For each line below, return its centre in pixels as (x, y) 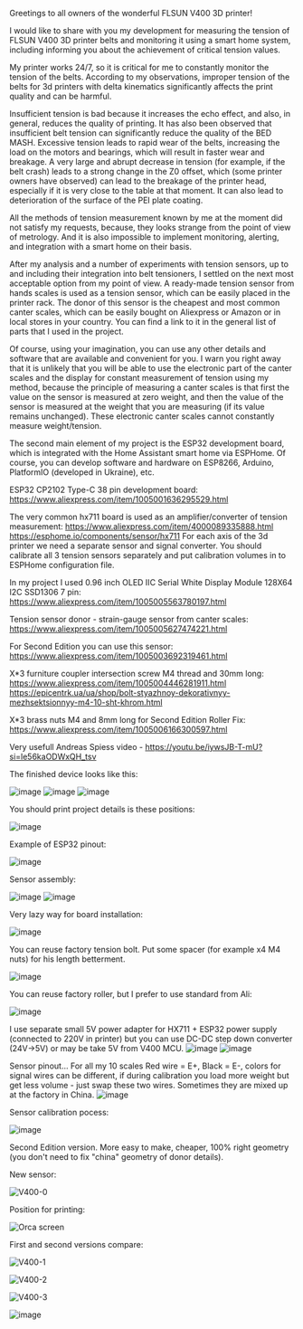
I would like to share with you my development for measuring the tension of (150, 30)
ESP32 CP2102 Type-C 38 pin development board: (104, 489)
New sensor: (33, 1174)
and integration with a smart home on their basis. (101, 247)
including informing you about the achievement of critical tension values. (145, 50)
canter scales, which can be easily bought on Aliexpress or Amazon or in (145, 312)
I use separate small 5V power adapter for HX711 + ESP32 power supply (143, 1029)
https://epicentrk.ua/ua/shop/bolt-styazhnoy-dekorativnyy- (120, 693)
